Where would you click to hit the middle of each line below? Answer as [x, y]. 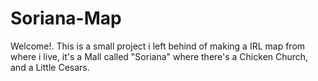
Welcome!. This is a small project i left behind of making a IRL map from [158, 46]
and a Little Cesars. [50, 67]
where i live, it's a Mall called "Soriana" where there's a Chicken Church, [159, 56]
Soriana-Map [66, 18]
